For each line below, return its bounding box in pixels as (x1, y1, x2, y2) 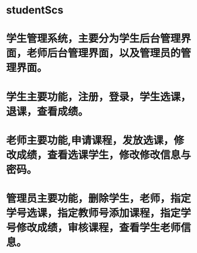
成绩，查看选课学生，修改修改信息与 (16, 148, 192, 161)
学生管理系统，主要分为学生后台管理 (6, 32, 181, 46)
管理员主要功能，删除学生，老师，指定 (6, 192, 192, 205)
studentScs (6, 4, 63, 17)
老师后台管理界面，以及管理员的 (26, 47, 181, 60)
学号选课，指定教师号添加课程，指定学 (6, 206, 192, 220)
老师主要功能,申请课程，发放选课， (6, 134, 174, 147)
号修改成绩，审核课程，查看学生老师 (6, 221, 181, 234)
